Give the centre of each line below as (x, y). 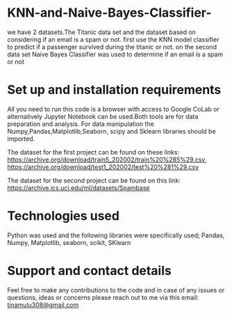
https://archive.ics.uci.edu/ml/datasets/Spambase (78, 188)
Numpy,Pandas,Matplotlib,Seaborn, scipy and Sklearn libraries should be (112, 131)
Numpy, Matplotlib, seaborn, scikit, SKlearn (69, 242)
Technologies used (64, 216)
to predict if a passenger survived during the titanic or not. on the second (112, 47)
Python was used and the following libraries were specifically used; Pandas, (116, 235)
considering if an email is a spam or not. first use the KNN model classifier (113, 39)
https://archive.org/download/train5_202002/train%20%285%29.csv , (107, 159)
